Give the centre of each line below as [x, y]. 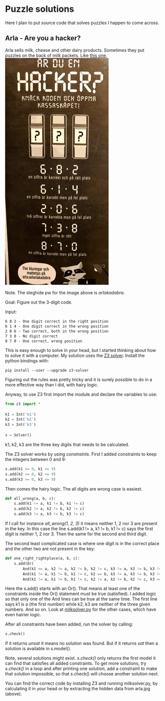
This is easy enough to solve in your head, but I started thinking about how [81, 350]
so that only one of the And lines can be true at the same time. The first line [81, 599]
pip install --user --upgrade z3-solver [47, 370]
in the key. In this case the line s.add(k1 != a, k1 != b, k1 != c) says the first [79, 529]
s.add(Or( [24, 563]
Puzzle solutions [40, 9]
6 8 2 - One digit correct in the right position [57, 321]
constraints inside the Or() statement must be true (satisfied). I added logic [81, 594]
